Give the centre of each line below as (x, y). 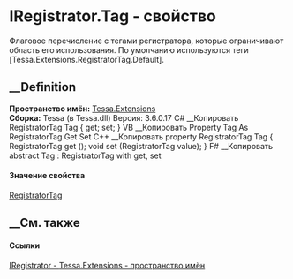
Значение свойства (47, 176)
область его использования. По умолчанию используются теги (129, 49)
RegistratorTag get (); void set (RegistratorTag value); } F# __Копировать (141, 146)
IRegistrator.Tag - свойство (113, 16)
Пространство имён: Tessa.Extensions (83, 109)
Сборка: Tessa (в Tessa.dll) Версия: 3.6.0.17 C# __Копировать (124, 117)
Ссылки (25, 245)
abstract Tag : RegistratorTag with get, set (85, 155)
